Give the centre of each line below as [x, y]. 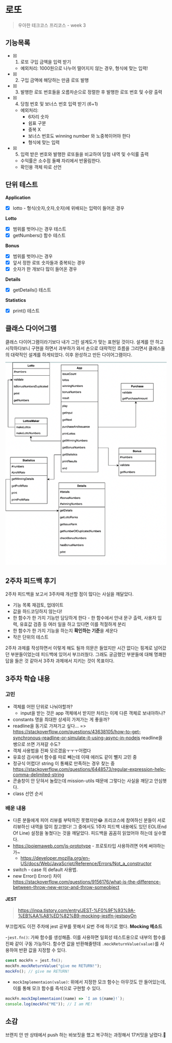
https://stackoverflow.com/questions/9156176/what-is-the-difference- [87, 882]
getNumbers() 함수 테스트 [39, 235]
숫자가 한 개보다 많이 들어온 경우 [45, 269]
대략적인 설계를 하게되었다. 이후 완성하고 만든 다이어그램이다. [71, 355]
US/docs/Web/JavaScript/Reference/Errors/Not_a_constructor [86, 864]
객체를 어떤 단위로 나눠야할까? [43, 706]
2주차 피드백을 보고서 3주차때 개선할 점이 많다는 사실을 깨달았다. [70, 594]
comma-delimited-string [38, 775]
